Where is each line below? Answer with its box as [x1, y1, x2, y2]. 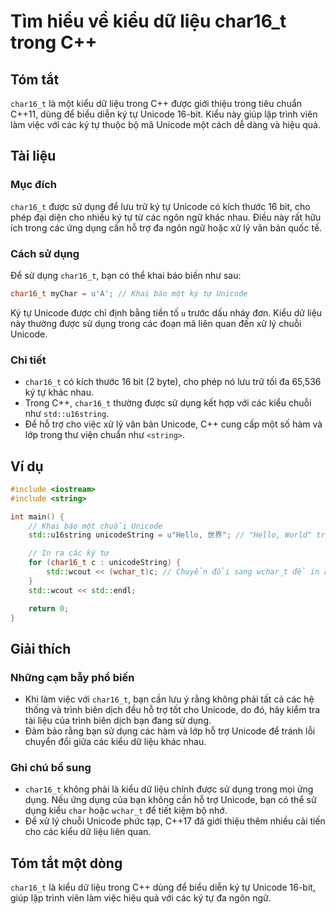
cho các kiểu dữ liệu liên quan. [24, 826, 152, 838]
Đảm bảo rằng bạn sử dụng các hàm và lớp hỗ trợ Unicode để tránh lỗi [24, 725, 316, 737]
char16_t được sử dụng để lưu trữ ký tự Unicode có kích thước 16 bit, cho [10, 200, 311, 212]
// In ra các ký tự [28, 548, 110, 559]
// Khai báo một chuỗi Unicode [28, 521, 163, 531]
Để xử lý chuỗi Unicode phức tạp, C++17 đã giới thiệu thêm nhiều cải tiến [24, 815, 326, 827]
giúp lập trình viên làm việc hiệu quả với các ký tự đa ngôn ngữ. [10, 892, 272, 904]
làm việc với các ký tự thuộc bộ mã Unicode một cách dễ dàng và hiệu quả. [10, 119, 321, 130]
